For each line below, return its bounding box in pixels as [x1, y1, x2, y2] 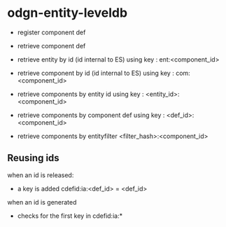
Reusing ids [7, 152, 59, 164]
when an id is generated [7, 198, 77, 206]
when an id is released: [7, 170, 74, 179]
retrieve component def [17, 41, 86, 50]
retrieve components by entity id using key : [17, 90, 145, 98]
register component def [17, 28, 86, 36]
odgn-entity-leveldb [7, 5, 128, 21]
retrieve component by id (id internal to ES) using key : [17, 69, 175, 77]
